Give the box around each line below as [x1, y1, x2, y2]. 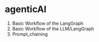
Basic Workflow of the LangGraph [12, 20, 84, 26]
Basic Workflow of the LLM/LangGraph [12, 25, 94, 31]
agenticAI [5, 4, 47, 15]
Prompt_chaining [12, 31, 48, 37]
